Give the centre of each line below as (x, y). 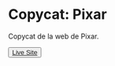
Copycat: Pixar (58, 15)
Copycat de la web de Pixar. (54, 36)
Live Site (25, 52)
